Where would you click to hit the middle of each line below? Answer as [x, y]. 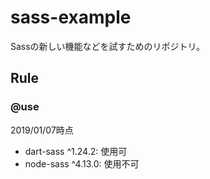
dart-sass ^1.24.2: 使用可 [76, 151]
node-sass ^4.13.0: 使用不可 [82, 163]
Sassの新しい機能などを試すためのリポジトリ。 [108, 46]
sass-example [71, 17]
